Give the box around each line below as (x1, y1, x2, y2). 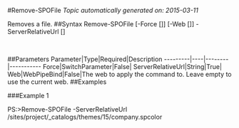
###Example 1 (7, 92, 49, 100)
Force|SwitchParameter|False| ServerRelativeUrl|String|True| (42, 63, 223, 70)
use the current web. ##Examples (7, 78, 107, 86)
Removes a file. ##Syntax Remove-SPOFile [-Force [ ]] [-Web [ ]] (7, 20, 195, 28)
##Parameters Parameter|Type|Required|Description (7, 55, 163, 63)
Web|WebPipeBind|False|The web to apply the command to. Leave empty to (7, 70, 232, 78)
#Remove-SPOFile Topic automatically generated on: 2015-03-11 (7, 6, 198, 14)
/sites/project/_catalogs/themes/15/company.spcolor (7, 113, 163, 121)
